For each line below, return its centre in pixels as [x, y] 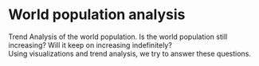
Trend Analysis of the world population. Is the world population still [118, 37]
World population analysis [97, 15]
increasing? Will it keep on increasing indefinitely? [90, 45]
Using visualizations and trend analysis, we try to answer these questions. [129, 53]
